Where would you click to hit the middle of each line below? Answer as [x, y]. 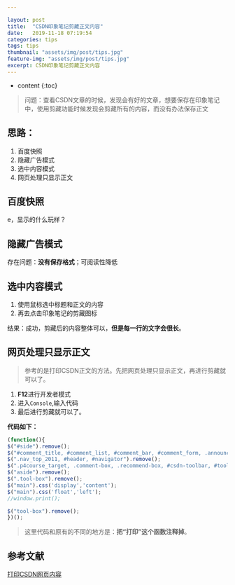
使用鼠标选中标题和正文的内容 [60, 304]
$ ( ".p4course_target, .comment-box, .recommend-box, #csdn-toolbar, [109, 466]
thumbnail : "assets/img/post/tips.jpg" [65, 53]
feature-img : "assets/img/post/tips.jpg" [69, 59]
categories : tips [33, 39]
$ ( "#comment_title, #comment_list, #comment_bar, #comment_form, [104, 453]
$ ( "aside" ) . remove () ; [39, 473]
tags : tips [23, 46]
